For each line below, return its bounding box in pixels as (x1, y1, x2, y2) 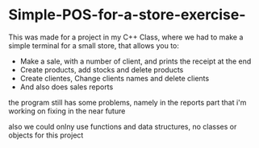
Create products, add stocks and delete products (19, 64, 184, 74)
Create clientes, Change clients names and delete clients (19, 73, 210, 83)
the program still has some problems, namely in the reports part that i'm (8, 97, 247, 107)
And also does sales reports (19, 82, 114, 92)
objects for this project (8, 130, 84, 140)
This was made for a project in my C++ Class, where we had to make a (8, 32, 244, 42)
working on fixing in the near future (8, 106, 126, 116)
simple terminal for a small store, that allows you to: (8, 40, 180, 50)
